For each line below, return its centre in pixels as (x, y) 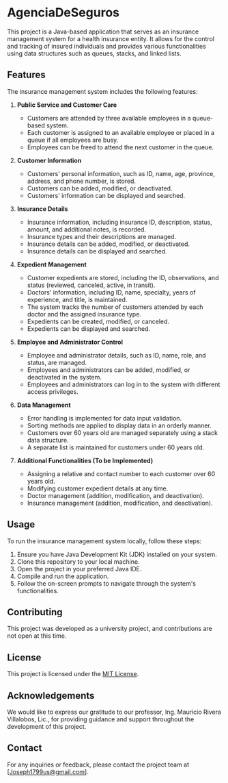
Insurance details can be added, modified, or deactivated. (108, 244)
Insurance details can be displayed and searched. (97, 251)
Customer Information (49, 160)
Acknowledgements (51, 696)
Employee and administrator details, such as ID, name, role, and (116, 355)
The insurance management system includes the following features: (102, 91)
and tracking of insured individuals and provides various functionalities (106, 46)
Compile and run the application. (63, 576)
